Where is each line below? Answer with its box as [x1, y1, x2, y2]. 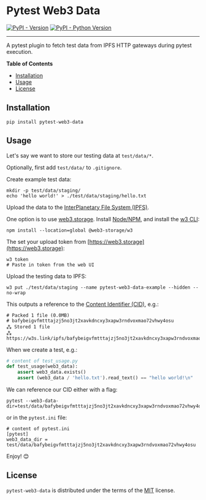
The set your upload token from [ [6, 238, 90, 245]
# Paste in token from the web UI [6, 262, 95, 268]
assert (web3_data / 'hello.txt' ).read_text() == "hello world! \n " [17, 375, 193, 381]
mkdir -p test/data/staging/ [6, 187, 81, 194]
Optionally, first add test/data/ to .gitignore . [6, 164, 122, 171]
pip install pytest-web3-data [6, 119, 84, 125]
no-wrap [6, 289, 26, 296]
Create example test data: [6, 175, 72, 183]
